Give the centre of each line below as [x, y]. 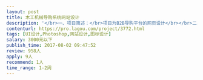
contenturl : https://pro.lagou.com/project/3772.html [76, 29]
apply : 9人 [20, 57]
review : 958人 [24, 51]
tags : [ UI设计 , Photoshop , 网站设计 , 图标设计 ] [59, 34]
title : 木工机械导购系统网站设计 [43, 17]
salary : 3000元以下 [29, 40]
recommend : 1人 [25, 62]
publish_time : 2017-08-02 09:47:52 [51, 46]
